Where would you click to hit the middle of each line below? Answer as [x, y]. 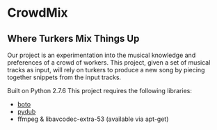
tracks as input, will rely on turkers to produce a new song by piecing [106, 70]
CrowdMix [38, 13]
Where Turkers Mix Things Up [73, 39]
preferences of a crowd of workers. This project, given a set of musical [109, 63]
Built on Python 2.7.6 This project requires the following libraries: [100, 91]
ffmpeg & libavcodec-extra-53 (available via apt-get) [93, 119]
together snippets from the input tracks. [64, 77]
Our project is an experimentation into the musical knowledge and [102, 55]
